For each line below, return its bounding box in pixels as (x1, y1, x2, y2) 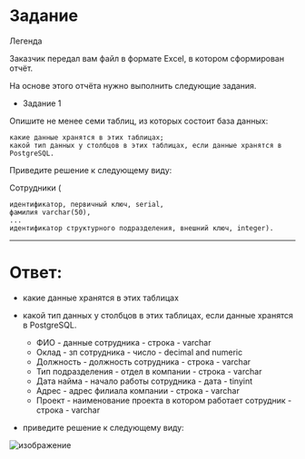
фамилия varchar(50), (9, 208, 92, 217)
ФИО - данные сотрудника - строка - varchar (35, 337, 212, 347)
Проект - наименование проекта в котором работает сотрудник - (35, 395, 292, 405)
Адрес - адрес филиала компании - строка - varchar (35, 385, 241, 396)
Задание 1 (22, 97, 62, 109)
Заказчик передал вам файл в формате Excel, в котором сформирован (9, 53, 284, 63)
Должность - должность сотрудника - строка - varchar (35, 356, 251, 367)
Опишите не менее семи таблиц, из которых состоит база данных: (9, 115, 269, 126)
